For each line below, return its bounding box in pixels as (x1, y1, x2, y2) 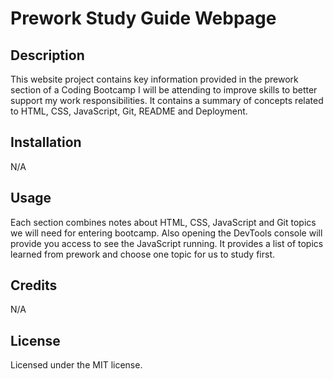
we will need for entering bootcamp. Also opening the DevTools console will (10, 227, 323, 239)
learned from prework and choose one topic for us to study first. (10, 248, 276, 260)
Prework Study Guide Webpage (10, 7, 277, 30)
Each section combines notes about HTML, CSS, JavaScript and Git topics (10, 216, 317, 228)
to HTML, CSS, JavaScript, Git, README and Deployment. (10, 105, 248, 117)
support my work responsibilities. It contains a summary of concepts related (10, 95, 324, 106)
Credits (10, 277, 58, 294)
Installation (10, 134, 82, 151)
